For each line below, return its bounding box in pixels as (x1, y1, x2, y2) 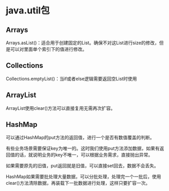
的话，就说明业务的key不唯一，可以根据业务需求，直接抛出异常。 (14, 152, 153, 158)
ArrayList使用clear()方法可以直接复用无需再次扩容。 (6, 105, 116, 111)
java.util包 (6, 5, 50, 16)
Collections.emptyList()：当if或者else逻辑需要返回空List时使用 (6, 75, 137, 82)
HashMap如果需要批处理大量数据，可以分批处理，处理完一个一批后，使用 (6, 174, 161, 180)
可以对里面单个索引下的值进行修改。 (10, 46, 87, 52)
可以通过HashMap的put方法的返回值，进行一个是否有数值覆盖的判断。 (6, 135, 155, 141)
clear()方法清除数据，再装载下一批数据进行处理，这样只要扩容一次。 (6, 180, 151, 186)
